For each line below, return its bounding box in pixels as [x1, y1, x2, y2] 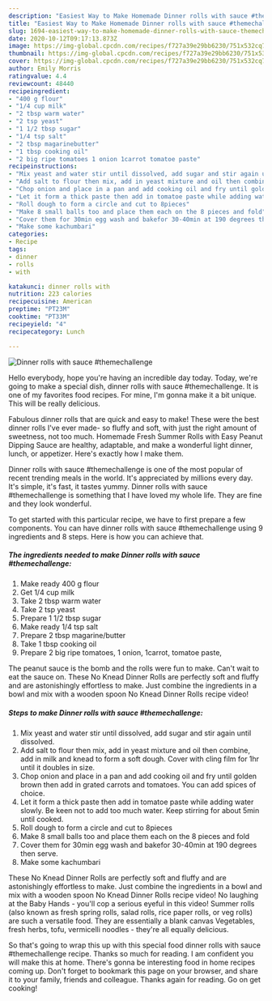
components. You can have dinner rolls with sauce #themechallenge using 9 [8, 523, 263, 533]
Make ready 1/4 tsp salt [19, 622, 99, 632]
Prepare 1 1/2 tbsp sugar [19, 613, 101, 624]
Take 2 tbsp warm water [19, 596, 101, 606]
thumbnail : [8, 49, 45, 58]
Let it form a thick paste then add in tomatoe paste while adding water [19, 797, 254, 807]
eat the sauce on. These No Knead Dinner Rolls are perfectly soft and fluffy [8, 672, 259, 682]
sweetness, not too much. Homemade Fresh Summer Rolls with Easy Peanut [8, 431, 263, 441]
